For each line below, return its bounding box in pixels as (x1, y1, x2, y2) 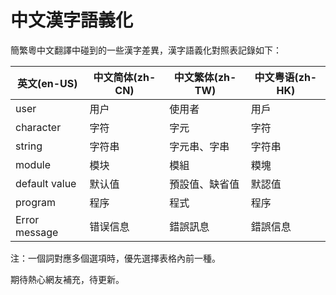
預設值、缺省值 (169, 177, 240, 191)
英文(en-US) (17, 76, 78, 90)
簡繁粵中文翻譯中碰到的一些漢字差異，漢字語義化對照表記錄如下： (10, 44, 282, 56)
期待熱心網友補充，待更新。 (10, 273, 125, 285)
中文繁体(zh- (173, 70, 237, 84)
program (15, 195, 56, 209)
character (15, 120, 62, 134)
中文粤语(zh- (254, 70, 318, 84)
